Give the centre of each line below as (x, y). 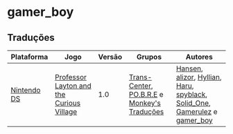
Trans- (140, 77)
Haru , (185, 86)
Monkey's (145, 103)
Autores (199, 57)
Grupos (149, 57)
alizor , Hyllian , (199, 77)
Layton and (73, 86)
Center (140, 86)
